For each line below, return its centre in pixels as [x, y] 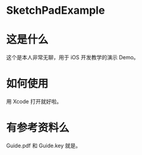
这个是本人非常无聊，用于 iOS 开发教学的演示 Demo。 [72, 57]
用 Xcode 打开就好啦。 [34, 102]
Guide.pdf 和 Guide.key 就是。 [44, 145]
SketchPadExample [56, 10]
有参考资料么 [38, 128]
